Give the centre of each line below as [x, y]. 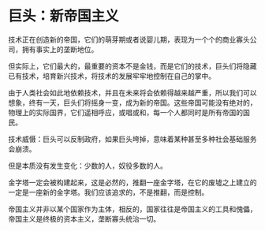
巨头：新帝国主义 [64, 16]
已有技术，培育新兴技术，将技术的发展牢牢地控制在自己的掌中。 [112, 76]
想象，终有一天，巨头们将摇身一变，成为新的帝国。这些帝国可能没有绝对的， [132, 102]
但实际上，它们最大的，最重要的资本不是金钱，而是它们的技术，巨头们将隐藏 [132, 66]
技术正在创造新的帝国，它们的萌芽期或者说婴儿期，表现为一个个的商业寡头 [129, 39]
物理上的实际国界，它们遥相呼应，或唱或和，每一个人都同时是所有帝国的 [125, 112]
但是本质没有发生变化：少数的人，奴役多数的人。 [88, 166]
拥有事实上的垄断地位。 [60, 49]
